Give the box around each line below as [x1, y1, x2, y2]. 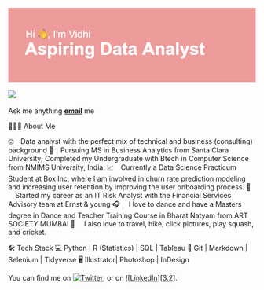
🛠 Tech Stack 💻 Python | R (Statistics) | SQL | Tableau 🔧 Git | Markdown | [8, 244, 248, 253]
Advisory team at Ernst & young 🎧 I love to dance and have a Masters [8, 200, 242, 209]
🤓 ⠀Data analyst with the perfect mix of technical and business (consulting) [8, 137, 253, 146]
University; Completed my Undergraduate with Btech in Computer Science [8, 154, 249, 163]
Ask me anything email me [8, 106, 95, 116]
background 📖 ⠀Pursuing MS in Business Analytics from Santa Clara [8, 145, 229, 155]
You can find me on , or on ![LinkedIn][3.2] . [8, 273, 178, 283]
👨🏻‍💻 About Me [8, 122, 56, 131]
